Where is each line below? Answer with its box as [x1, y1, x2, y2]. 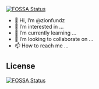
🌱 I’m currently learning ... [14, 29, 77, 36]
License [6, 61, 36, 71]
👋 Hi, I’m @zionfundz [14, 17, 65, 23]
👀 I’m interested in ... [14, 23, 64, 30]
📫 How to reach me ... [14, 42, 69, 49]
